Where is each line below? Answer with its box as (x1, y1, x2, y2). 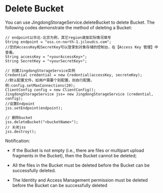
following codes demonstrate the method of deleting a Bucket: (5, 24, 132, 30)
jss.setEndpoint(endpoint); (5, 105, 63, 110)
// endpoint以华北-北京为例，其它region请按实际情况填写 (5, 35, 111, 40)
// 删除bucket (5, 115, 33, 120)
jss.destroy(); (5, 129, 37, 134)
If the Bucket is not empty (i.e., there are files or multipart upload (12, 147, 144, 153)
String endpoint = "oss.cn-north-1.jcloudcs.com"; (5, 39, 112, 45)
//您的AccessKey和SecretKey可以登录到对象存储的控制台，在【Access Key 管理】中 (5, 45, 159, 49)
